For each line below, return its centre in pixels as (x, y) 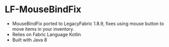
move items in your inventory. (43, 29)
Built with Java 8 (30, 40)
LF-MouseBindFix (43, 9)
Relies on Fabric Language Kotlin (47, 34)
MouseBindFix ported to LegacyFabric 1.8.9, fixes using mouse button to (88, 24)
